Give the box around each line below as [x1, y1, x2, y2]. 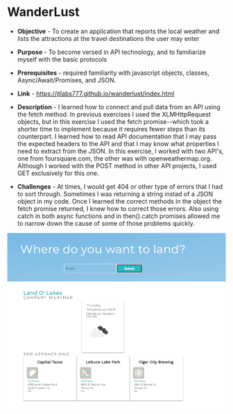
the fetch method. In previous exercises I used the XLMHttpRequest [17, 110, 212, 118]
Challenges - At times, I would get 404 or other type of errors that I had [17, 182, 223, 190]
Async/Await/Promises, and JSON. [17, 75, 116, 84]
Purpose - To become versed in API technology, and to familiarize [17, 48, 207, 56]
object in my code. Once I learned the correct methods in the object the [17, 197, 222, 205]
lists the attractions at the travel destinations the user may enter [17, 34, 200, 42]
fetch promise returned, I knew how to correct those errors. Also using [17, 204, 219, 213]
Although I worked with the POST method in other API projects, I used [17, 161, 217, 170]
